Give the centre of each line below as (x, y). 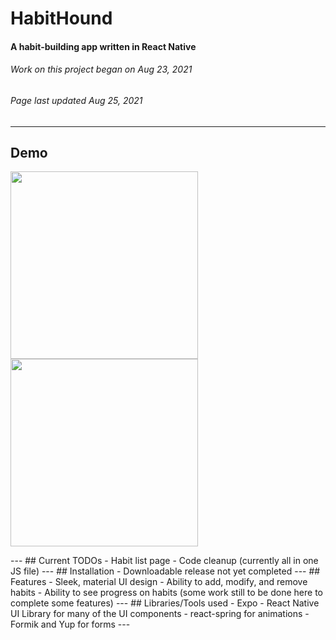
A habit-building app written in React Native (103, 46)
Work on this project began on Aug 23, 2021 (101, 69)
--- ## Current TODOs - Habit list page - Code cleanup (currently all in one (164, 561)
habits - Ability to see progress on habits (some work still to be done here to (166, 593)
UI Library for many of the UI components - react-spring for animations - (160, 614)
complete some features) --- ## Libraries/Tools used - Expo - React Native (165, 603)
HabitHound (61, 18)
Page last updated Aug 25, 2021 (76, 100)
